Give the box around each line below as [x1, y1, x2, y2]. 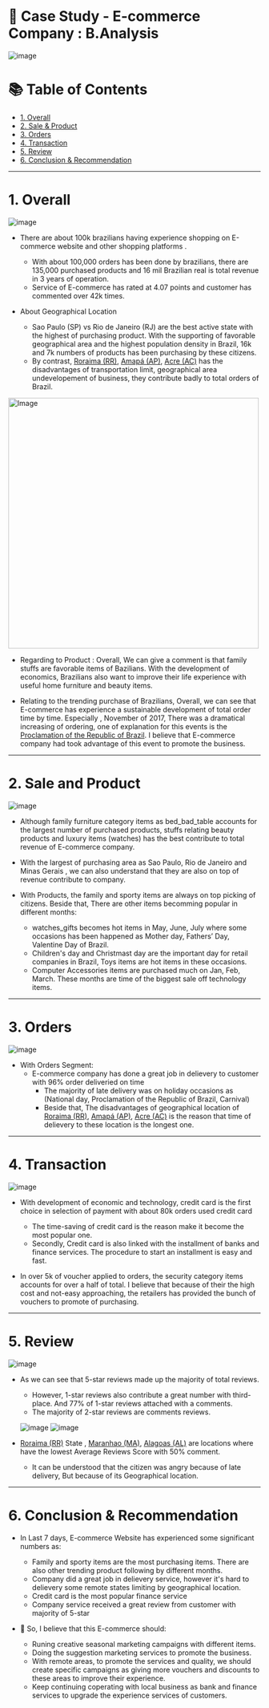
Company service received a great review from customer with [31, 1600, 236, 1609]
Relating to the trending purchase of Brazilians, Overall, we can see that [19, 696, 256, 705]
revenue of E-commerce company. [19, 842, 135, 851]
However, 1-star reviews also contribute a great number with [31, 1390, 231, 1399]
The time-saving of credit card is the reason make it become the [31, 1221, 244, 1231]
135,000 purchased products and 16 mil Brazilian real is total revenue [31, 265, 259, 275]
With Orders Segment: [19, 1060, 94, 1069]
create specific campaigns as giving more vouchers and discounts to [31, 1665, 260, 1674]
